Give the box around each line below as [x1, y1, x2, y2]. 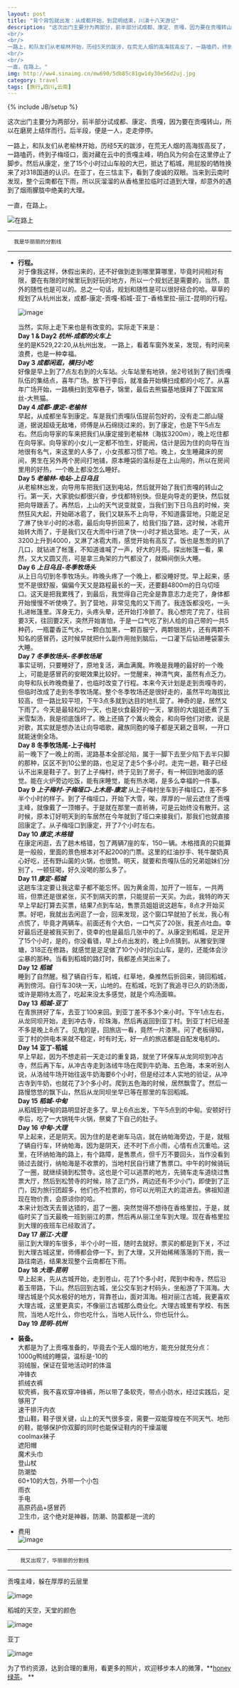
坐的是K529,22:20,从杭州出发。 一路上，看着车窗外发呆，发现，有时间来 [17, 341, 230, 349]
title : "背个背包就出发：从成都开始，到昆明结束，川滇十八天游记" [7, 17, 179, 24]
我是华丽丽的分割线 [14, 238, 62, 246]
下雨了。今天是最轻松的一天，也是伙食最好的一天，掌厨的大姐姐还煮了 [17, 705, 224, 714]
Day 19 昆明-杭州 [17, 1319, 68, 1328]
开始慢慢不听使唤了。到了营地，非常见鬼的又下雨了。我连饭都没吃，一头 [17, 598, 230, 607]
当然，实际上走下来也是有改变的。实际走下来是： [17, 323, 161, 332]
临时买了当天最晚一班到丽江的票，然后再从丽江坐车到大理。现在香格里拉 [17, 1213, 230, 1221]
